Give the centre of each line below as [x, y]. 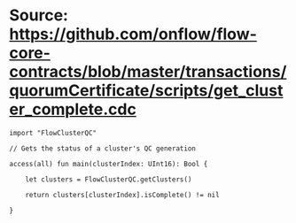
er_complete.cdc [73, 109]
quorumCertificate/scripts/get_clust [146, 91]
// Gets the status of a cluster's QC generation [103, 148]
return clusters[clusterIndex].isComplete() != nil [122, 195]
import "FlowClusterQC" [53, 133]
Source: [39, 15]
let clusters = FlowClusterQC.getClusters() [109, 179]
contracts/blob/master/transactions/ [148, 72]
